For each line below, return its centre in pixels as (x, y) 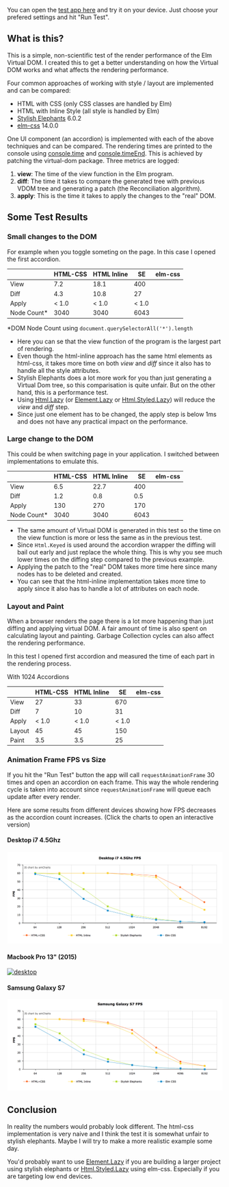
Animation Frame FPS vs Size (57, 760)
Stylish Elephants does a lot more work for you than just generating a (114, 378)
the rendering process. (39, 663)
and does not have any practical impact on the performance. (102, 421)
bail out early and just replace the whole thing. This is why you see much (119, 552)
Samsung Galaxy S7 (36, 988)
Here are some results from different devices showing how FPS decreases (112, 810)
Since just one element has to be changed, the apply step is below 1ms (117, 414)
